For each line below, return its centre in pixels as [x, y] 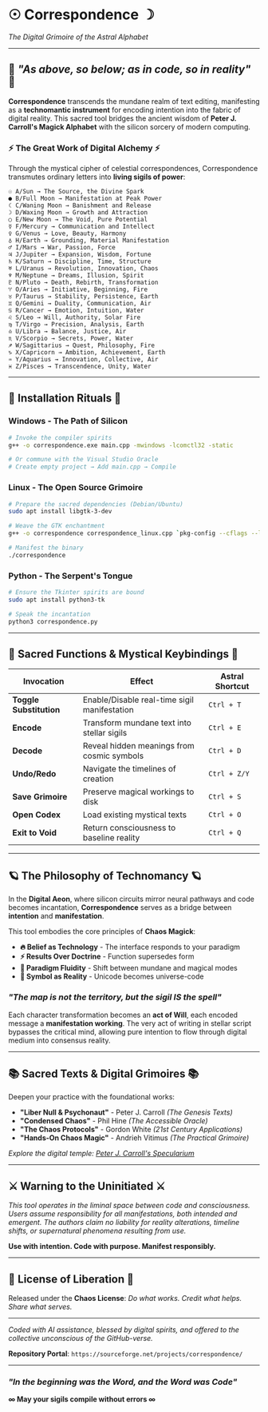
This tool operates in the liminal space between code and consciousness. [129, 1206]
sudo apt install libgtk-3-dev [60, 512]
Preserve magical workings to [138, 792]
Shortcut [232, 687]
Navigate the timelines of [130, 769]
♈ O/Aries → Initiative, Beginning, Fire [78, 289]
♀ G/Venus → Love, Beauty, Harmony [67, 233]
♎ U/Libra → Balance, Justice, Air [67, 332]
